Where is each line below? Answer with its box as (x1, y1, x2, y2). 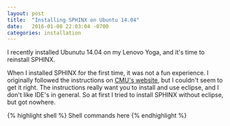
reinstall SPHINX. (7, 56, 56, 64)
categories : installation (7, 29, 81, 36)
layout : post (7, 10, 45, 17)
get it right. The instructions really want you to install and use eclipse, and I (7, 83, 220, 92)
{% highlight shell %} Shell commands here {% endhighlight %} (7, 112, 187, 120)
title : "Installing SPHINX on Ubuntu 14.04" (7, 17, 139, 23)
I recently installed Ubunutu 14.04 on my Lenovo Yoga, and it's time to (7, 48, 205, 56)
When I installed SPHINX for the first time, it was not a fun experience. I (7, 69, 209, 77)
